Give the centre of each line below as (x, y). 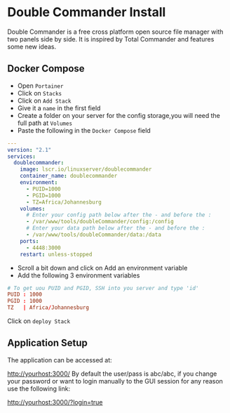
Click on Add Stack (44, 100)
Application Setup (47, 343)
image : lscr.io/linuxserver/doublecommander (86, 169)
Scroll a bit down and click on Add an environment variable (102, 268)
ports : (29, 241)
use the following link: (39, 388)
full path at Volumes (45, 123)
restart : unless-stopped (56, 254)
